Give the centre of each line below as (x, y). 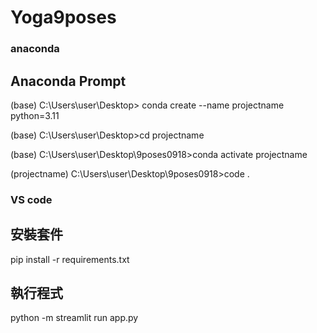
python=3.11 (35, 115)
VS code (31, 199)
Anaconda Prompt (68, 81)
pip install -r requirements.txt (70, 259)
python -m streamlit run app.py (74, 318)
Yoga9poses (63, 17)
